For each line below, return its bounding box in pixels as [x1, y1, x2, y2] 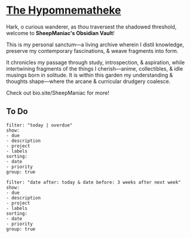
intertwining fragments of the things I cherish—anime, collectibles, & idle [6, 65, 183, 72]
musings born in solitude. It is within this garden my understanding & [6, 71, 173, 78]
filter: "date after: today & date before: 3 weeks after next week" [6, 179, 182, 185]
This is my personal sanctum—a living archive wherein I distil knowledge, [6, 41, 184, 48]
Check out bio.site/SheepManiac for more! [6, 89, 109, 96]
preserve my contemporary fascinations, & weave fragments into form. [6, 47, 179, 54]
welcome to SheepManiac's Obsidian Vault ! [6, 29, 115, 36]
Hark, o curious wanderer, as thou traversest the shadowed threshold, [6, 23, 177, 30]
